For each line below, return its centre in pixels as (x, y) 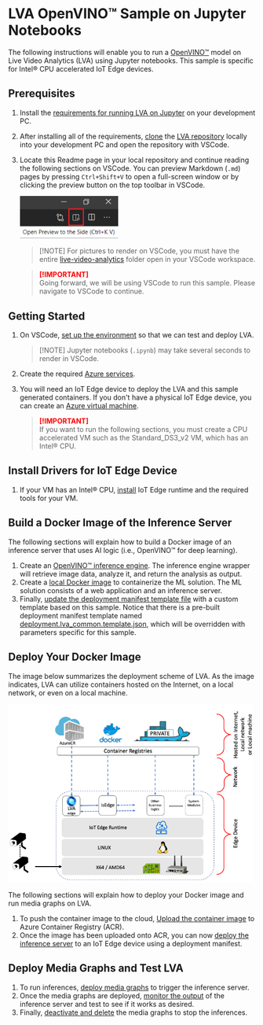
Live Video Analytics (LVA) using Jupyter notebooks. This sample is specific (131, 61)
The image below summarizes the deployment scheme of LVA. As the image (131, 676)
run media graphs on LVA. (50, 903)
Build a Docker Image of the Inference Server (120, 523)
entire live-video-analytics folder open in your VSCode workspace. (147, 260)
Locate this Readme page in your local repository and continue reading (134, 160)
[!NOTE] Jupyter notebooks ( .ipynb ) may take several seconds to (145, 350)
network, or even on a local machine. (68, 692)
